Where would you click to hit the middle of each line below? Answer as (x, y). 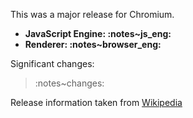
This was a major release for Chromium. (92, 14)
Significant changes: (52, 63)
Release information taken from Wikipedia (96, 102)
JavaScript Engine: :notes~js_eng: (98, 33)
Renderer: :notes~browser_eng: (93, 44)
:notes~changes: (69, 83)
